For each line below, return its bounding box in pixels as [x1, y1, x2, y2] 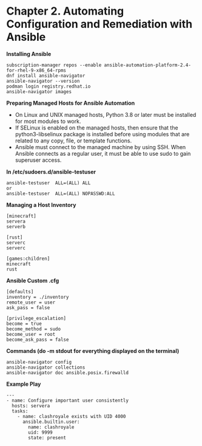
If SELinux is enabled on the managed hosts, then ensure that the [15, 124, 178, 131]
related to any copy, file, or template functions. [15, 137, 132, 144]
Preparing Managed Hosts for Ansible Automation [6, 99, 135, 106]
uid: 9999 [28, 429, 53, 436]
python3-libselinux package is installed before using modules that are [15, 130, 190, 138]
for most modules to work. [15, 117, 81, 125]
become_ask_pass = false [6, 336, 69, 343]
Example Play [6, 380, 41, 388]
